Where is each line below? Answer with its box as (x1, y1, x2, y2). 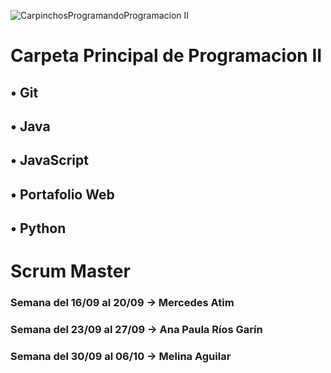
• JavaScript (10, 152, 89, 169)
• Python (10, 220, 67, 237)
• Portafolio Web (10, 186, 115, 203)
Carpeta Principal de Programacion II (10, 45, 323, 67)
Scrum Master (10, 260, 131, 283)
